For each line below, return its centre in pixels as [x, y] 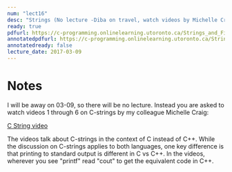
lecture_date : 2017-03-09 [44, 52]
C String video [28, 125]
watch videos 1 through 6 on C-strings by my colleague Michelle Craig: [108, 112]
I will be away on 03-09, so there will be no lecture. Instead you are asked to [116, 105]
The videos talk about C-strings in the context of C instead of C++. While [111, 139]
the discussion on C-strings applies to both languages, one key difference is [116, 146]
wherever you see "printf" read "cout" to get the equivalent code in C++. [110, 161]
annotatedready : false [40, 45]
